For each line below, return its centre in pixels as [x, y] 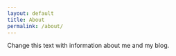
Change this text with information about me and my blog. [88, 46]
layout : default [30, 13]
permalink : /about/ [35, 26]
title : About [26, 20]
